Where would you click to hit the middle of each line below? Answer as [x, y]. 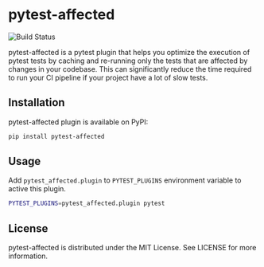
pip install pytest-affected [56, 136]
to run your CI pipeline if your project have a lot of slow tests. [108, 77]
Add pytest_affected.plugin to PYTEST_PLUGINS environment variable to [125, 180]
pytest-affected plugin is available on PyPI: [78, 122]
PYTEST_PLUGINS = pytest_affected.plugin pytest [87, 204]
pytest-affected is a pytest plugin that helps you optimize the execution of [129, 52]
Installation [37, 102]
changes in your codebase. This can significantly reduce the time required [130, 69]
